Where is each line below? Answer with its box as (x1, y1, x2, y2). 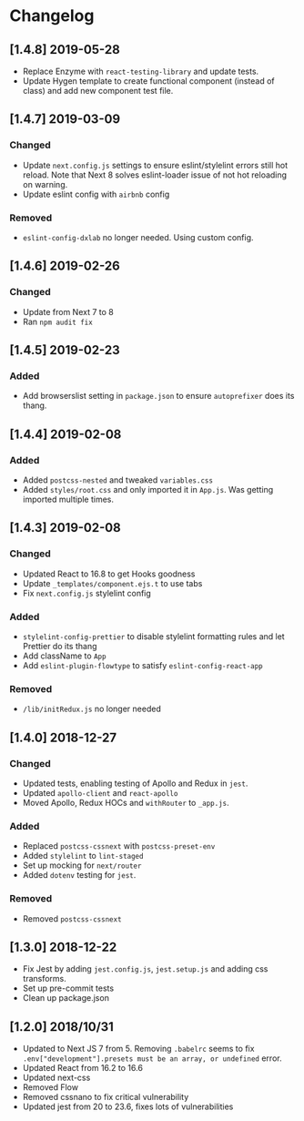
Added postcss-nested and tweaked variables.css (22, 474, 214, 485)
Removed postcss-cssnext (22, 912, 122, 924)
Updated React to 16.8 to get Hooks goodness (22, 568, 196, 579)
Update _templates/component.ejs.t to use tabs (22, 577, 203, 588)
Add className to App (22, 650, 106, 661)
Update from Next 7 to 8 (22, 306, 114, 317)
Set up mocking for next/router (22, 860, 142, 871)
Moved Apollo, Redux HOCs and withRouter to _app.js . (22, 798, 229, 809)
